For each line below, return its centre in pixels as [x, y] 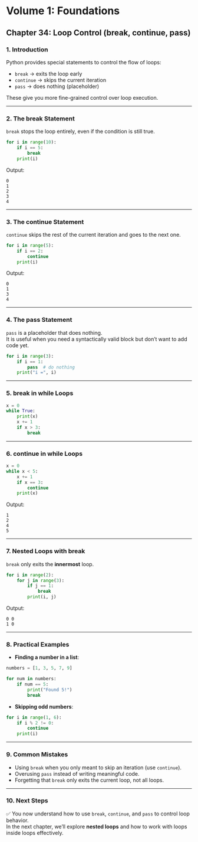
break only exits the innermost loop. [50, 564]
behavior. [17, 820]
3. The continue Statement [45, 221]
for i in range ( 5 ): [30, 245]
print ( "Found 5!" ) [50, 690]
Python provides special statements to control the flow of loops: [84, 62]
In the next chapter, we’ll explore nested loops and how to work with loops [97, 826]
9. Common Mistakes [37, 755]
